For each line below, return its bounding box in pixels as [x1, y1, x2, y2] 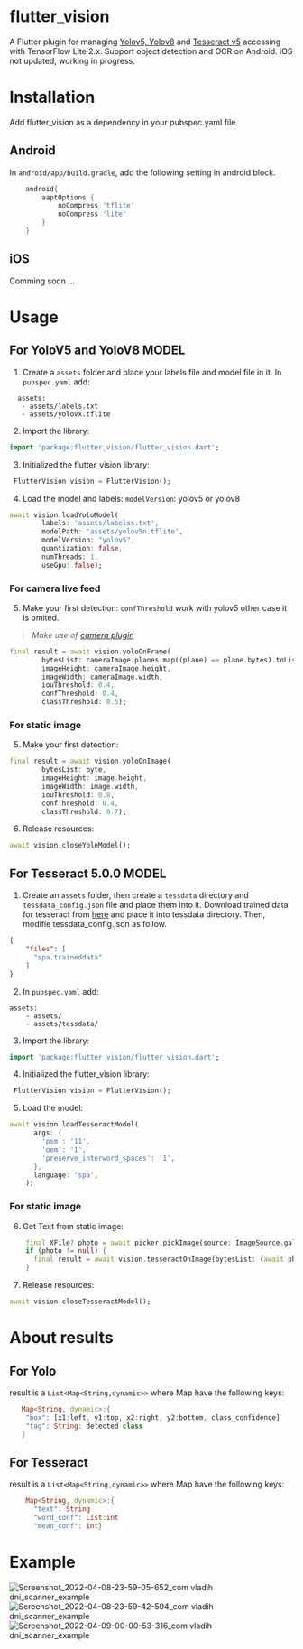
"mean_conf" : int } [32, 1521, 103, 1531]
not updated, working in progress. [9, 55, 135, 66]
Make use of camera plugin [31, 629, 134, 640]
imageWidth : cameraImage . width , [41, 672, 164, 681]
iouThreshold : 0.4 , [41, 681, 115, 690]
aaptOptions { [41, 192, 95, 202]
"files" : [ [25, 945, 67, 954]
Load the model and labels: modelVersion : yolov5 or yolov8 [22, 493, 241, 504]
